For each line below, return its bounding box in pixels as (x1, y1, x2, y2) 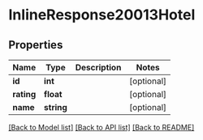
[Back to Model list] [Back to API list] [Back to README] (8, 123, 195, 132)
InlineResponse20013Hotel (8, 6, 196, 24)
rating (12, 89, 37, 100)
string (43, 102, 67, 112)
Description (75, 62, 122, 73)
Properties (8, 38, 63, 52)
